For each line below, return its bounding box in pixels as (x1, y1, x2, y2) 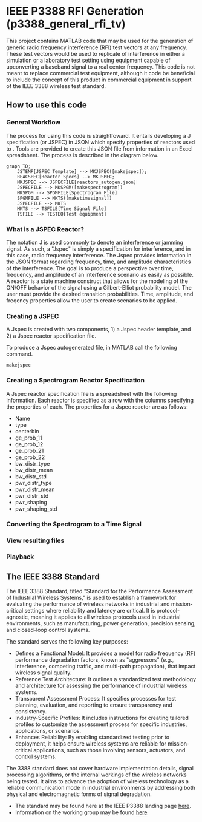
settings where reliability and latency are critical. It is (24, 607, 155, 614)
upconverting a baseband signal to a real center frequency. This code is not (6, 63, 195, 70)
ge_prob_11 (15, 434, 42, 441)
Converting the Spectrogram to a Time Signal (6, 520, 142, 529)
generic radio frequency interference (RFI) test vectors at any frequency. (6, 44, 187, 51)
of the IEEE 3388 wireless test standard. (6, 82, 106, 89)
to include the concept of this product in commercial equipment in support (6, 76, 192, 83)
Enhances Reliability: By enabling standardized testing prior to (15, 733, 170, 741)
